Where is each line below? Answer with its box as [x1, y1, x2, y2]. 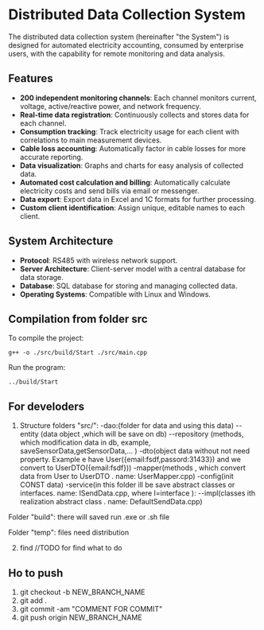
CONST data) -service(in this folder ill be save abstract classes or [19, 480, 235, 490]
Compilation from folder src [8, 312, 149, 325]
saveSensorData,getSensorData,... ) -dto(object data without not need [19, 446, 250, 456]
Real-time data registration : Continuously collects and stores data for [19, 110, 250, 119]
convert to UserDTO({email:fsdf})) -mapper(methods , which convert [19, 463, 246, 472]
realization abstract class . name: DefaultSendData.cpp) [19, 497, 203, 507]
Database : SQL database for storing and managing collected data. [19, 281, 238, 290]
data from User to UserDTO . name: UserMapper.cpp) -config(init [19, 472, 235, 481]
